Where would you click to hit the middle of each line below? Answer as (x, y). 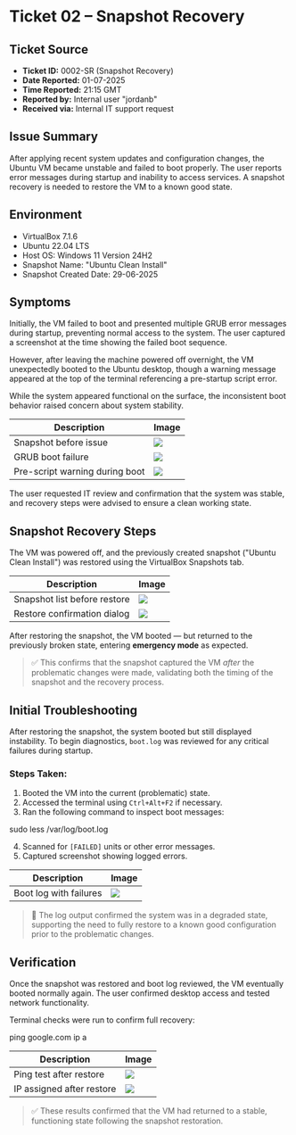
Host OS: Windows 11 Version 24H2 (87, 255)
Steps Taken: (38, 774)
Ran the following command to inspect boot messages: (123, 812)
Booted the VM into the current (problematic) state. (116, 793)
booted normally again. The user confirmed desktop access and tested (140, 993)
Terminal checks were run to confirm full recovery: (102, 1020)
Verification (43, 962)
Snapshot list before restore (72, 600)
